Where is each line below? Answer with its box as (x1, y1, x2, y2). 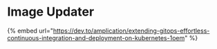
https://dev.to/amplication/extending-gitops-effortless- (53, 27, 210, 35)
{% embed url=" (7, 27, 54, 35)
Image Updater (7, 4, 95, 20)
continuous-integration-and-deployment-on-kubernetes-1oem (7, 33, 185, 42)
